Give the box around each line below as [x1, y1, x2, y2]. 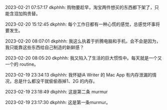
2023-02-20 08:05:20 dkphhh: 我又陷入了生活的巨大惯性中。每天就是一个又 [5, 55, 162, 61]
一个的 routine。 [5, 61, 39, 67]
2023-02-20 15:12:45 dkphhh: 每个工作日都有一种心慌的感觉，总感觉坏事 [5, 21, 156, 27]
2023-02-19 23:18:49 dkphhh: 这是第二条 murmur [5, 89, 108, 94]
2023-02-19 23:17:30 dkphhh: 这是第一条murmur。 [5, 99, 111, 105]
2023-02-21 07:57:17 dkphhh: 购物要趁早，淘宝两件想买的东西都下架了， [5, 4, 155, 10]
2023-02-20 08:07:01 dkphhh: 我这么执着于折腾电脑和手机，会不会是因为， [5, 38, 161, 44]
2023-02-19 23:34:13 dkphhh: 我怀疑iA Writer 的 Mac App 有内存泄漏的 [5, 72, 152, 77]
